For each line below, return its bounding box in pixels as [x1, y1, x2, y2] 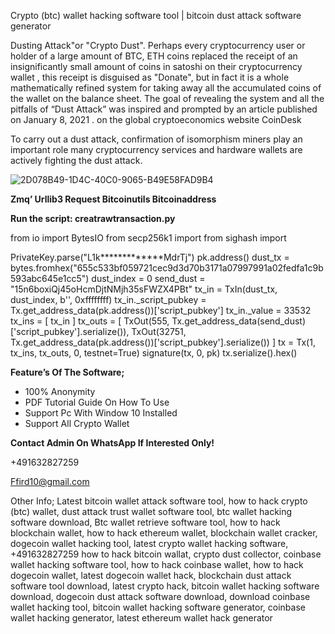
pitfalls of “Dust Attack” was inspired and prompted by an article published [10, 103, 318, 115]
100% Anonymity [24, 386, 96, 397]
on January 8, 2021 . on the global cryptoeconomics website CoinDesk [10, 114, 302, 125]
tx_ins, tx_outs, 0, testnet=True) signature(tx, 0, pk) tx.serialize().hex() [10, 347, 298, 359]
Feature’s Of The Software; [10, 366, 125, 378]
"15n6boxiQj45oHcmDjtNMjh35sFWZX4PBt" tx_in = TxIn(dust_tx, [10, 283, 278, 295]
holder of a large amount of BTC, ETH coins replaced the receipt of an [10, 50, 298, 62]
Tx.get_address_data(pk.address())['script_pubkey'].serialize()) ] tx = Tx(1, [10, 336, 316, 348]
